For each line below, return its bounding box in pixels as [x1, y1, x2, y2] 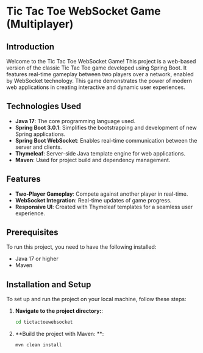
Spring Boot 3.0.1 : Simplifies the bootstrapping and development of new [15, 124, 197, 131]
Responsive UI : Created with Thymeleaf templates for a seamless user [15, 203, 193, 210]
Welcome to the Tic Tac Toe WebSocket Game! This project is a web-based [6, 58, 196, 65]
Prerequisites [6, 227, 59, 238]
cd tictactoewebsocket [15, 319, 73, 326]
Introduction [6, 41, 55, 52]
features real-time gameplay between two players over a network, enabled [6, 71, 194, 77]
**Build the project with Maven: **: [15, 330, 104, 338]
